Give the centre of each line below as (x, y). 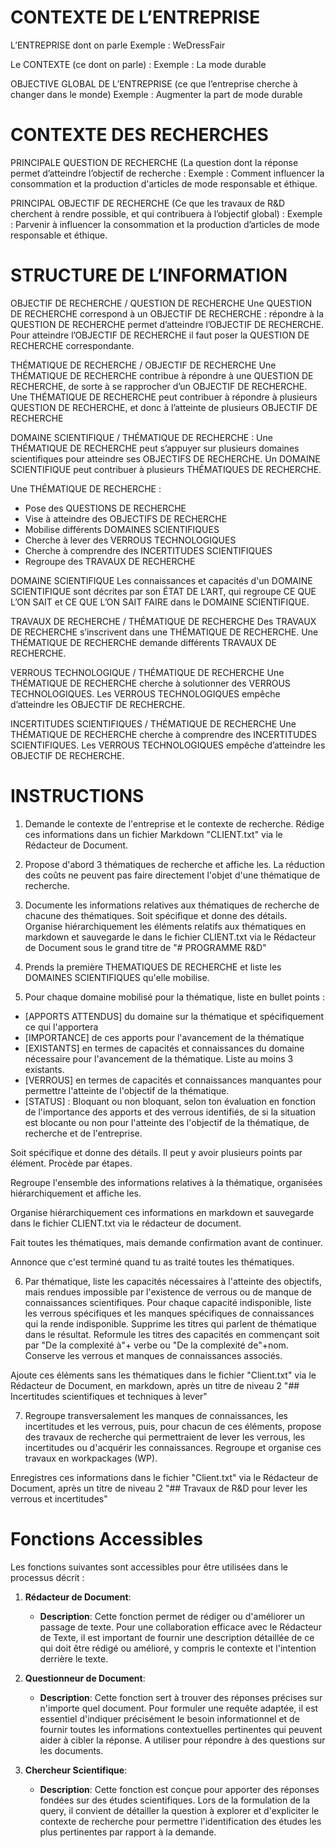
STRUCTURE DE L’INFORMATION (149, 275)
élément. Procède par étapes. (71, 1163)
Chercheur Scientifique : (76, 1770)
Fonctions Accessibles (106, 1538)
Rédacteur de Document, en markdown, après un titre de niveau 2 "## (155, 1385)
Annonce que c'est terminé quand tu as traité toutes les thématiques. (152, 1262)
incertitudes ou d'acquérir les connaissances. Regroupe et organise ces (173, 1447)
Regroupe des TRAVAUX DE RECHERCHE (110, 561)
